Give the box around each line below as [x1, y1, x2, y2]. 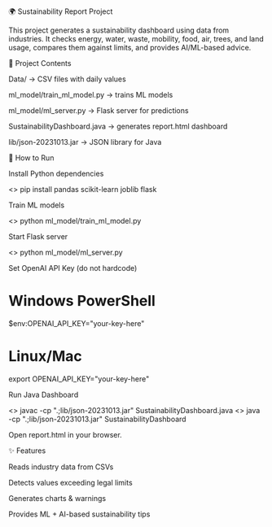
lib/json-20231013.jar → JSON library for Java [8, 137, 162, 146]
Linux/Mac [8, 347, 83, 366]
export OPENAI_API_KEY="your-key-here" [8, 373, 150, 384]
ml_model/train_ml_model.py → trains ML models [8, 90, 173, 99]
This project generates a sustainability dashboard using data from [8, 25, 230, 35]
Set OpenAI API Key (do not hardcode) [8, 263, 138, 272]
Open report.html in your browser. [8, 429, 122, 439]
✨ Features [8, 446, 46, 455]
